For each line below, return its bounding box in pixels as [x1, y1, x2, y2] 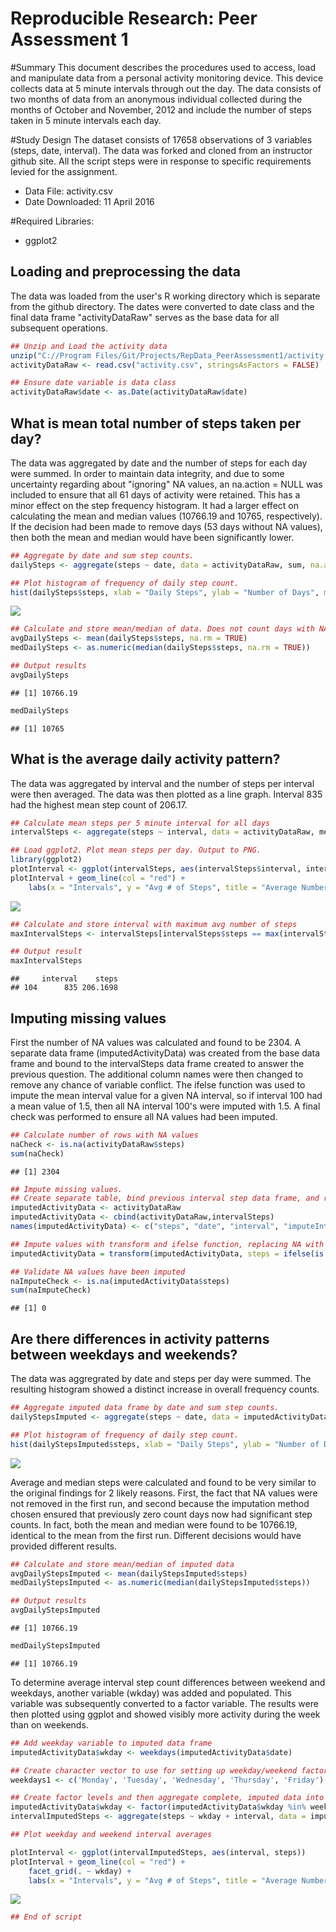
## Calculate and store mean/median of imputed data [10, 1559, 235, 1569]
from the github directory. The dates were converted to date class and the [10, 300, 315, 312]
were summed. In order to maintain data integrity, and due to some [10, 467, 285, 479]
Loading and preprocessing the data [10, 263, 241, 281]
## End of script [10, 1912, 83, 1922]
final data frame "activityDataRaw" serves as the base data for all [10, 311, 280, 323]
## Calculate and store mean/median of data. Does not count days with [10, 624, 315, 634]
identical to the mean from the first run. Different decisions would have [10, 1529, 302, 1541]
